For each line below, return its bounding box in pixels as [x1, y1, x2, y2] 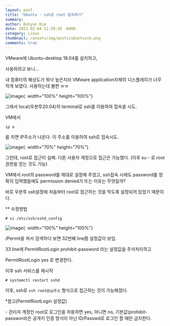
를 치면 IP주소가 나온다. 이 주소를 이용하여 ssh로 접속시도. [5, 134, 119, 140]
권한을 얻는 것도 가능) [5, 161, 48, 167]
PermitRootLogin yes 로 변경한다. [5, 257, 73, 263]
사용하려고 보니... [5, 65, 39, 71]
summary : [5, 17, 24, 22]
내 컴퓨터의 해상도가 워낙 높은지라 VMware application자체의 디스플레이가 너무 [5, 77, 162, 83]
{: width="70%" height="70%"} [23, 144, 89, 150]
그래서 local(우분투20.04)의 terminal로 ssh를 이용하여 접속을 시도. [5, 103, 137, 110]
